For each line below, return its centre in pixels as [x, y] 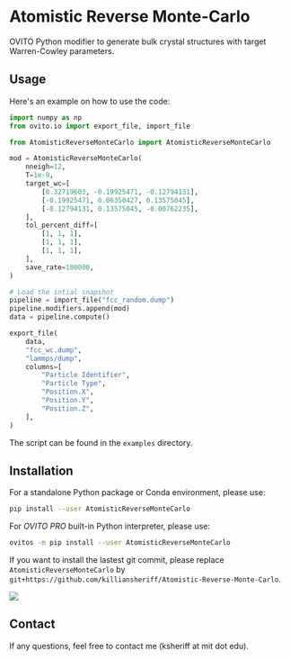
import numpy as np [46, 118]
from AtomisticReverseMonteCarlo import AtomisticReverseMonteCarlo [140, 142]
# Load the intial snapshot [62, 292]
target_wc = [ [48, 184]
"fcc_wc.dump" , [54, 350]
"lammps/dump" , [54, 358]
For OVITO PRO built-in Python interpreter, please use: [110, 526]
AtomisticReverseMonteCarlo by [67, 570]
